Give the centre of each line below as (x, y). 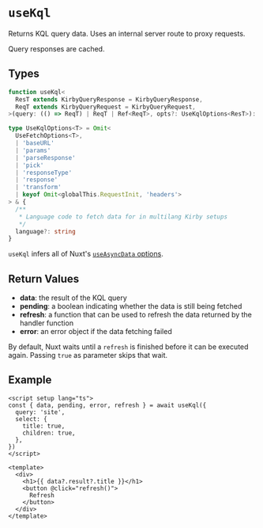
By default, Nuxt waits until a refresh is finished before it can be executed (128, 347)
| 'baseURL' (35, 143)
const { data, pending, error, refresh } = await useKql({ (107, 405)
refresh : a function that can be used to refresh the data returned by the (136, 315)
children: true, (49, 433)
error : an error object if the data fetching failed (96, 332)
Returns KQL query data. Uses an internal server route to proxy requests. (127, 33)
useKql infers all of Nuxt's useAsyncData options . (86, 254)
